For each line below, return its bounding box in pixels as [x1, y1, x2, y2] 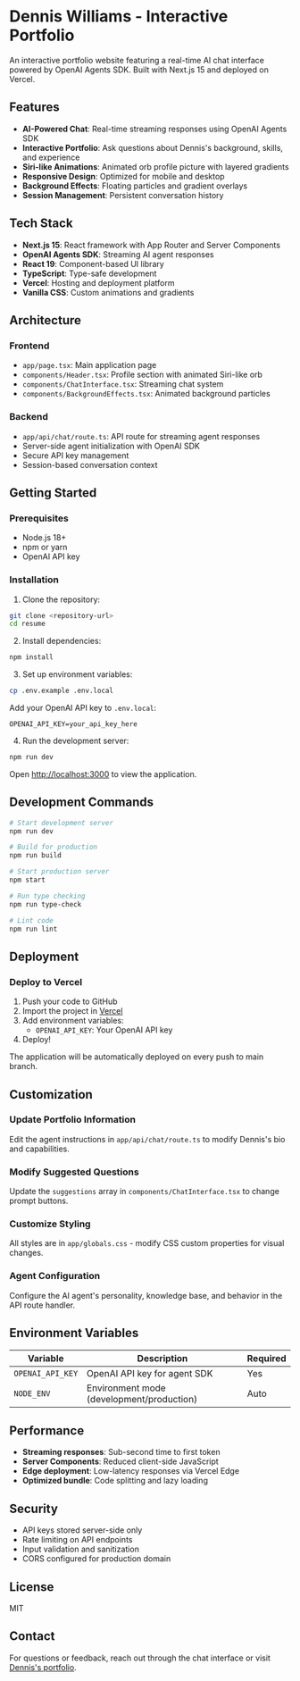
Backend [9, 411, 49, 423]
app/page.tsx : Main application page [21, 360, 157, 371]
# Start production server [9, 867, 110, 876]
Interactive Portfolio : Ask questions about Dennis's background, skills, [21, 142, 284, 153]
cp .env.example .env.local [9, 686, 114, 696]
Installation [9, 573, 60, 586]
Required [246, 1351, 287, 1364]
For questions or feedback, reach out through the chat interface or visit [9, 1652, 271, 1663]
